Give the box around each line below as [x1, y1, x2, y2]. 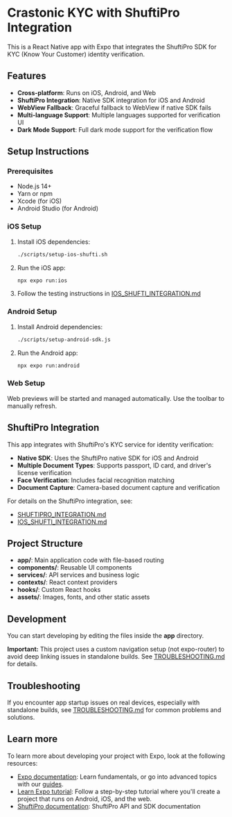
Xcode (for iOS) [17, 197, 62, 206]
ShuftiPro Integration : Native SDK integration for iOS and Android [17, 96, 206, 104]
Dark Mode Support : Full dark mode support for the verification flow [17, 125, 213, 133]
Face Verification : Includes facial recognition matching [17, 476, 175, 484]
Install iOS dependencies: [17, 238, 91, 246]
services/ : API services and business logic [17, 571, 140, 579]
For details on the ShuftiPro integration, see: [7, 497, 133, 505]
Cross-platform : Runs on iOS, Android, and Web [17, 88, 157, 97]
